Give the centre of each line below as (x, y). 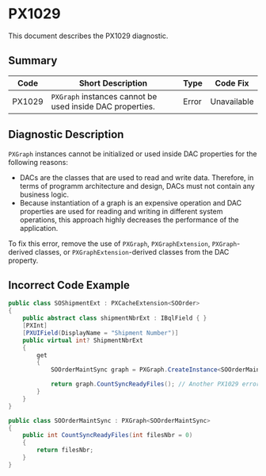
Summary (33, 61)
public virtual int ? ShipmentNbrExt (83, 340)
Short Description (113, 83)
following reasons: (38, 162)
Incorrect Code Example (69, 285)
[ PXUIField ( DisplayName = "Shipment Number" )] (101, 333)
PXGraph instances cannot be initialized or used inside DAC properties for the (133, 154)
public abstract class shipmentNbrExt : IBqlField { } (115, 318)
